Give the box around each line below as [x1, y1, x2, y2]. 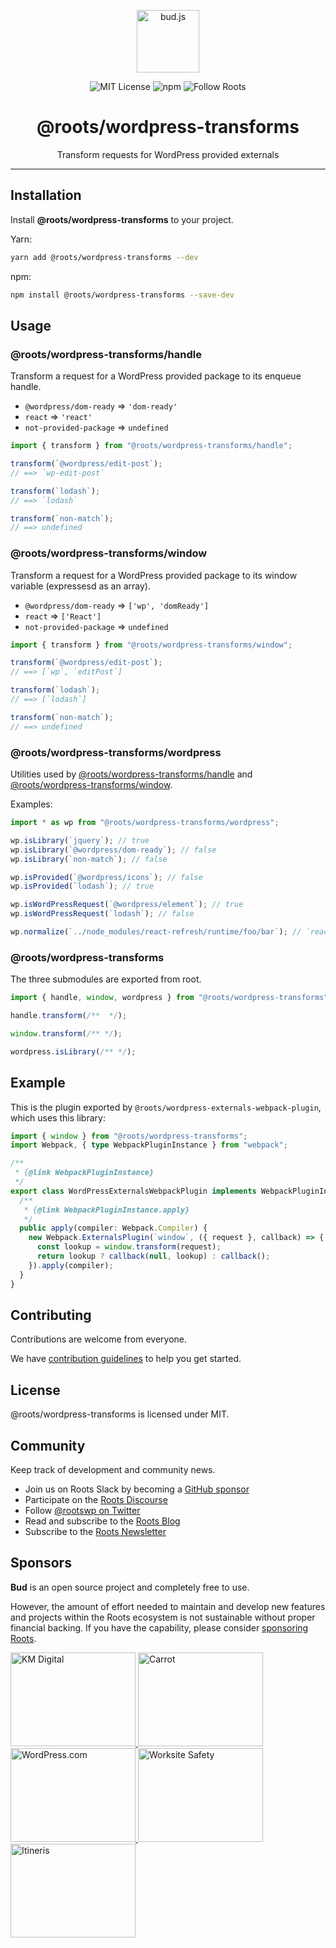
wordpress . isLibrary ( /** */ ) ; [10, 1046, 137, 1057]
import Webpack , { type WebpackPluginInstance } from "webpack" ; [10, 1140, 288, 1150]
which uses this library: [10, 1111, 106, 1124]
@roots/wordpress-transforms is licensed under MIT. [10, 1408, 230, 1420]
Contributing [10, 1306, 92, 1324]
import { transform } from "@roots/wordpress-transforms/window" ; [10, 640, 293, 650]
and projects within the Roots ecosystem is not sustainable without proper [10, 1611, 316, 1623]
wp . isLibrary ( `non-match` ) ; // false [10, 854, 168, 864]
